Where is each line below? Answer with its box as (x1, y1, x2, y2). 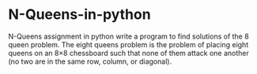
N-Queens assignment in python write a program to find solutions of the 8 (8, 31, 249, 41)
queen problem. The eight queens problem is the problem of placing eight (8, 39, 249, 49)
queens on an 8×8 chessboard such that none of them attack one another (8, 48, 249, 57)
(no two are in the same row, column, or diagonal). (8, 57, 172, 66)
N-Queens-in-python (8, 6, 152, 24)
